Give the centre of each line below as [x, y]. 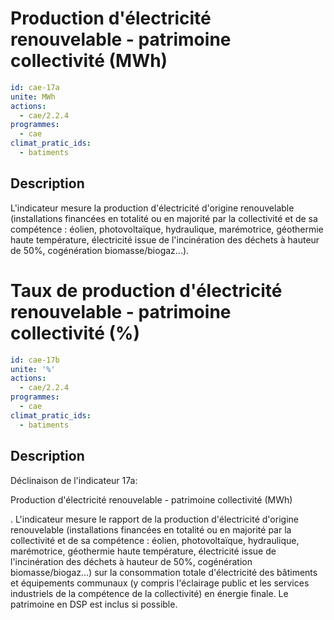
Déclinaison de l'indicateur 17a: [74, 480]
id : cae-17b [35, 360]
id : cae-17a [35, 87]
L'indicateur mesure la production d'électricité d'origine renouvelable [152, 208]
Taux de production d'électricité [146, 290]
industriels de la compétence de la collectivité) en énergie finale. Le [149, 593]
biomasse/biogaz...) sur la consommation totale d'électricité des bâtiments [164, 572]
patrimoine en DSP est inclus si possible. [94, 604]
